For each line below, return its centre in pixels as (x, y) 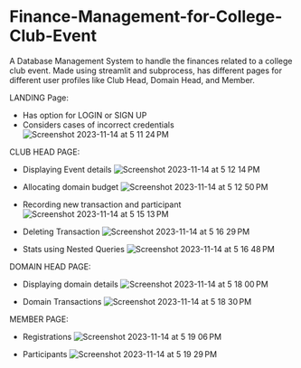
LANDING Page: (39, 98)
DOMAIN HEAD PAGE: (50, 266)
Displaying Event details (67, 169)
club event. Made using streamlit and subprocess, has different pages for (146, 71)
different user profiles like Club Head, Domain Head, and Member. (132, 80)
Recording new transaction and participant (102, 204)
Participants (45, 354)
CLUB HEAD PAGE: (45, 152)
